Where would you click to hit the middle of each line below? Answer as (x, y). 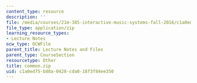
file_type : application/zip (40, 28)
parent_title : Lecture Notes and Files (55, 50)
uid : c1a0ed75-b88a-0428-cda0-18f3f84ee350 (60, 71)
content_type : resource (35, 11)
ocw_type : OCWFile (28, 44)
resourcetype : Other (31, 60)
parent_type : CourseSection (40, 55)
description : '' (26, 17)
